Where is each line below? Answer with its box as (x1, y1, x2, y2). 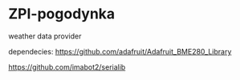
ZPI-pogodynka (8, 5, 116, 23)
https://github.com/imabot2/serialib (8, 62, 126, 72)
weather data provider (8, 31, 82, 41)
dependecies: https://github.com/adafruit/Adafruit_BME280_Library (8, 46, 232, 56)
